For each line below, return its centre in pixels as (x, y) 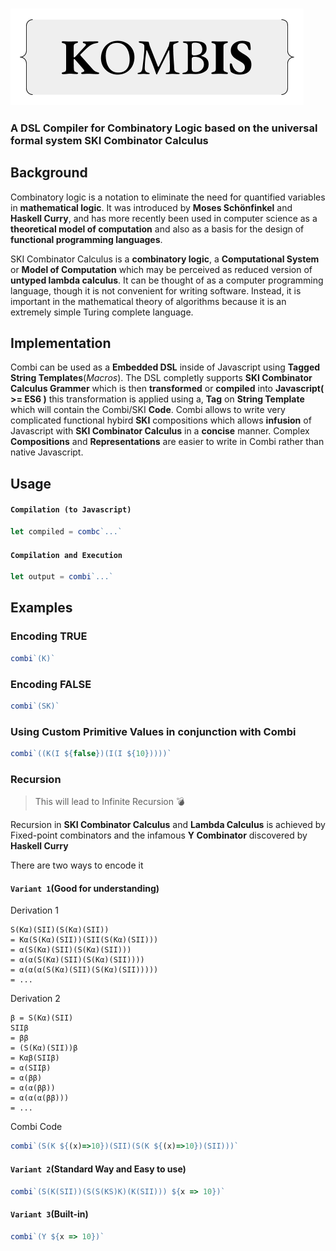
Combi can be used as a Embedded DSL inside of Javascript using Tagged (165, 367)
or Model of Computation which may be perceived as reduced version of (161, 269)
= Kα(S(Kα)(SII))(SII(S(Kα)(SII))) (84, 940)
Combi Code (36, 1127)
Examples (41, 608)
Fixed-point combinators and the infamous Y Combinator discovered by (159, 835)
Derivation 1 (34, 910)
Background (49, 173)
